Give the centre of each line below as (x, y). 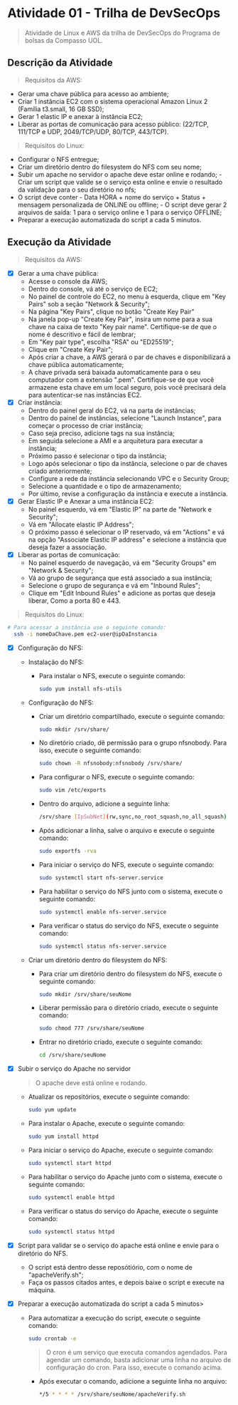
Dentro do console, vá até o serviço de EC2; (93, 289)
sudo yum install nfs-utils (80, 689)
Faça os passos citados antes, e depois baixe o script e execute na (126, 1282)
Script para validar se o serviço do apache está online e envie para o (118, 1245)
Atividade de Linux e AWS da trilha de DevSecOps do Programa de (122, 33)
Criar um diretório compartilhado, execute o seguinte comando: (132, 716)
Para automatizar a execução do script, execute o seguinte (114, 1318)
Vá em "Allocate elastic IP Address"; (81, 524)
